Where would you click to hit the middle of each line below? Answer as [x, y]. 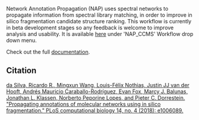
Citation [22, 71]
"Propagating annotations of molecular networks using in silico [84, 104]
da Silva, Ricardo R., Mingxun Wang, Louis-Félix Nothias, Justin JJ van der [98, 85]
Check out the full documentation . [48, 52]
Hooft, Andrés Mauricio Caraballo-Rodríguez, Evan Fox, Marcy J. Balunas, [97, 91]
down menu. [22, 40]
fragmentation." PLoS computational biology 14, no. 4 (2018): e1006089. [95, 110]
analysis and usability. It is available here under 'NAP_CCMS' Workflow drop [100, 34]
